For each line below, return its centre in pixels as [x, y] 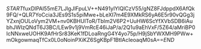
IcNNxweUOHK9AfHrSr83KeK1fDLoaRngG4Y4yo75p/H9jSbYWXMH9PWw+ [100, 34]
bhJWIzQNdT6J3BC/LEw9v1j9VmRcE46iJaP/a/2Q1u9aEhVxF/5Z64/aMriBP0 [101, 27]
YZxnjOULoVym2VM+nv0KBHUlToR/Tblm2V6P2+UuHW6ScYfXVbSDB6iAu [100, 21]
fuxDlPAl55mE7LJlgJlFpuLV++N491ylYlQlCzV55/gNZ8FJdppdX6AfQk [109, 9]
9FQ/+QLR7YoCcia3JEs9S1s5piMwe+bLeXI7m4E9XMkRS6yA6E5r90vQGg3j [100, 15]
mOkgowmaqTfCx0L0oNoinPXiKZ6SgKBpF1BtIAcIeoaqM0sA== [85, 40]
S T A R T [15, 9]
